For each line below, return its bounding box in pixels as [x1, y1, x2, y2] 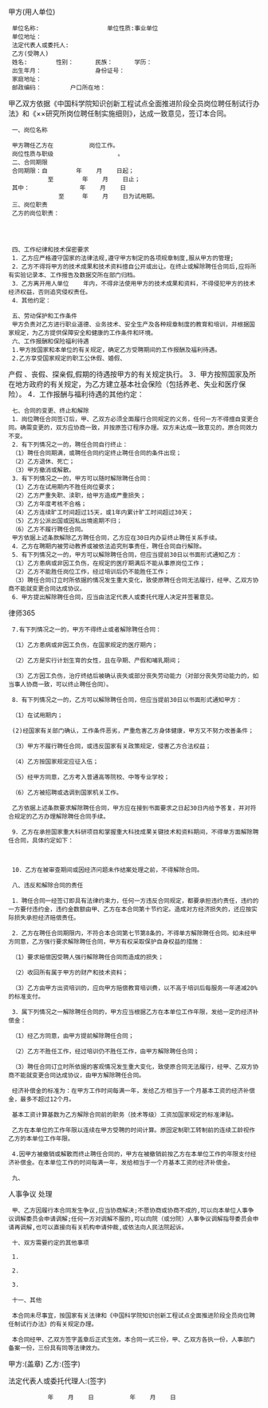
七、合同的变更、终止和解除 [11, 407, 89, 415]
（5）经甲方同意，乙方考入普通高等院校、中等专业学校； [11, 773, 170, 781]
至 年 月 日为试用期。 [58, 192, 159, 200]
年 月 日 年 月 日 [47, 1394, 177, 1402]
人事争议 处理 [8, 1189, 53, 1198]
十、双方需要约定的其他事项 [11, 1239, 89, 1247]
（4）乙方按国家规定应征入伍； [11, 758, 99, 766]
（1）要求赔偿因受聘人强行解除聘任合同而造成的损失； [11, 953, 164, 961]
